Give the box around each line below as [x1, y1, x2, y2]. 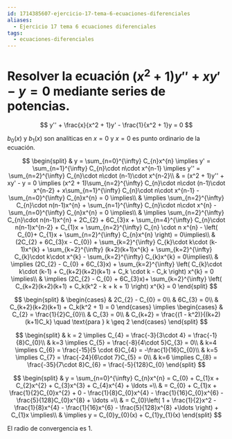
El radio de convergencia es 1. [7, 424, 93, 433]
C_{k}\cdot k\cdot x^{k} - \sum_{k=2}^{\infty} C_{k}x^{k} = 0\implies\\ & [14, 252, 219, 261]
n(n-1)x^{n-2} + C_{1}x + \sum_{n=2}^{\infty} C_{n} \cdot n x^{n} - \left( [15, 223, 218, 232]
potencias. [7, 98, 71, 114]
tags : [7, 29, 23, 37]
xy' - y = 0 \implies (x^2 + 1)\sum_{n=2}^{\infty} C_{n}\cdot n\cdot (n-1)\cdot [7, 179, 226, 187]
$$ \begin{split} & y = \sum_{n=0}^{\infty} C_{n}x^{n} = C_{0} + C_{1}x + [13, 374, 220, 382]
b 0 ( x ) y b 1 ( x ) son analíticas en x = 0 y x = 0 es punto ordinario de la [7, 135, 201, 144]
